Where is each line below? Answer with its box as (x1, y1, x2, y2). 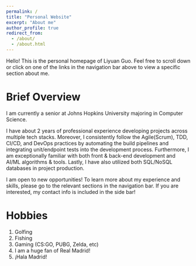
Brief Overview (6, 90, 81, 104)
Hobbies (6, 209, 48, 222)
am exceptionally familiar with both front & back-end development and (6, 152, 176, 159)
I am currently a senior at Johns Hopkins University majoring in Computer (6, 110, 183, 117)
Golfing (14, 228, 33, 235)
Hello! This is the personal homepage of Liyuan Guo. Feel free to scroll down (6, 57, 191, 64)
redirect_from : (6, 30, 43, 36)
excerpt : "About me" (6, 19, 57, 25)
